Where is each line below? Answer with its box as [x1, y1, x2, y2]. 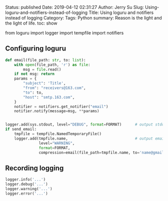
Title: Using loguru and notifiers [88, 9, 154, 15]
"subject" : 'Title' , [23, 81, 66, 86]
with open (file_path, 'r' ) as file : [14, 62, 91, 67]
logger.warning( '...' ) [5, 186, 52, 191]
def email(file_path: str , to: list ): [5, 57, 86, 62]
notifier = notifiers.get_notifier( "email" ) [14, 104, 108, 109]
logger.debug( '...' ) [5, 182, 48, 187]
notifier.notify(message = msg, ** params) [14, 108, 99, 114]
